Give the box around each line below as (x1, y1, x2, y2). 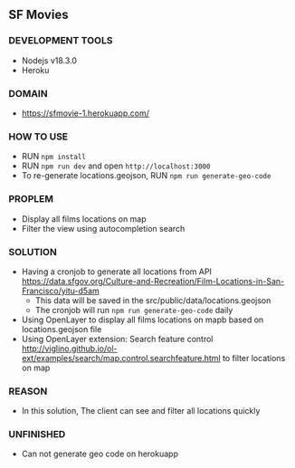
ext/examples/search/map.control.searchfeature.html (21, 352, 221, 363)
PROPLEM (8, 193, 53, 205)
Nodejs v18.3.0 (21, 54, 78, 66)
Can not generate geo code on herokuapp (21, 448, 178, 460)
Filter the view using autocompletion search (21, 223, 186, 234)
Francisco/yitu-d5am (21, 285, 100, 296)
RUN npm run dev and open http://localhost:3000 (21, 160, 211, 171)
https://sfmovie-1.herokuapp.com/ (21, 108, 150, 119)
